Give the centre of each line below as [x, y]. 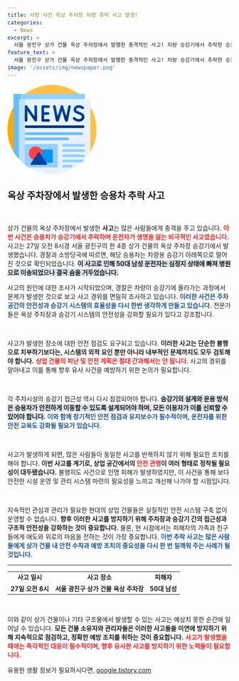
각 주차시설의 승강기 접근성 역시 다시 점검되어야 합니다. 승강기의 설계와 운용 [111, 398]
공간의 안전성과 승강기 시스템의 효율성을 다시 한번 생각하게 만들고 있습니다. [110, 305]
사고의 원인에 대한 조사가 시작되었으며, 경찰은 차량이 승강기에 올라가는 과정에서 [117, 287]
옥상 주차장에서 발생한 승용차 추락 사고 [86, 196]
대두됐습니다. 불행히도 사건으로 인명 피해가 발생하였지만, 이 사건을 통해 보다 [125, 472]
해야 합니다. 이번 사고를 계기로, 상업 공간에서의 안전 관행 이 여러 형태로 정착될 [112, 463]
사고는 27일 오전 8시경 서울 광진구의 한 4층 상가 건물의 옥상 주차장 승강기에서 [115, 246]
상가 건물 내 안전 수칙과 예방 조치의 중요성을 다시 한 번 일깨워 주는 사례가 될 [128, 545]
